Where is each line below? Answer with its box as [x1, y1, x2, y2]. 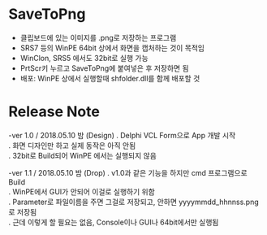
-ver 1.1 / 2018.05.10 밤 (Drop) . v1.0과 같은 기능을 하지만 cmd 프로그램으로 [8, 168, 248, 177]
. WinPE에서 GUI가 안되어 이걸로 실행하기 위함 [8, 186, 156, 196]
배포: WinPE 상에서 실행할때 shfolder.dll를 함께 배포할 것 [19, 73, 200, 83]
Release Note [8, 102, 100, 121]
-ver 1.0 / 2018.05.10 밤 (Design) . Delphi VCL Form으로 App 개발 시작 [8, 130, 236, 140]
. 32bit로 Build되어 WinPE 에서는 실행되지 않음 [8, 150, 157, 160]
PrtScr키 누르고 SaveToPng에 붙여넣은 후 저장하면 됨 [19, 63, 189, 73]
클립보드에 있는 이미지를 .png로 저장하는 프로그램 [19, 33, 177, 42]
